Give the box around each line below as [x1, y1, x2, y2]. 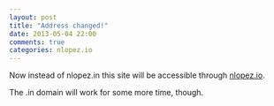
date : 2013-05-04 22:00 [9, 29, 97, 38]
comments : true [9, 37, 65, 47]
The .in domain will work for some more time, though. [9, 87, 204, 98]
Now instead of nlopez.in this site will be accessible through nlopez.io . [9, 70, 265, 80]
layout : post [9, 12, 57, 22]
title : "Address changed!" [9, 21, 109, 30]
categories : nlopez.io [9, 46, 93, 55]
